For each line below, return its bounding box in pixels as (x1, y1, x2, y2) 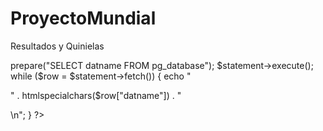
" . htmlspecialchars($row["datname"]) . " (10, 89, 182, 101)
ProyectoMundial (10, 7, 157, 30)
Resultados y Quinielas (10, 40, 105, 52)
